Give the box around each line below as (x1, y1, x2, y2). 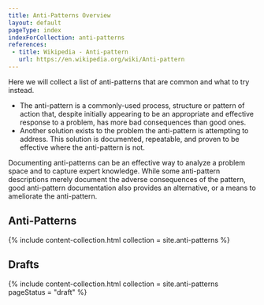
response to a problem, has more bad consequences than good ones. (19, 117, 247, 127)
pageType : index (8, 26, 61, 34)
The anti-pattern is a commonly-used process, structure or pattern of (19, 100, 245, 110)
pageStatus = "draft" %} (8, 287, 87, 296)
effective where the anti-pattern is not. (19, 143, 146, 152)
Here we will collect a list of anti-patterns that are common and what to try (8, 76, 250, 87)
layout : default (8, 19, 61, 27)
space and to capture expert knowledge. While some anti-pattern (8, 166, 221, 176)
